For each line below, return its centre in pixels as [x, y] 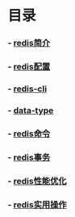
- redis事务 [29, 157]
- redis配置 [29, 67]
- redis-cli [27, 89]
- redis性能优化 [37, 181]
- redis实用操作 [37, 204]
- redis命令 [29, 133]
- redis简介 [29, 43]
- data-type [31, 111]
